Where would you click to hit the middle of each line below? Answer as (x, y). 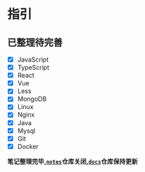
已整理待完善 (35, 42)
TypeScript (33, 68)
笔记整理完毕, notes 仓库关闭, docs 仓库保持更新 (72, 161)
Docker (28, 146)
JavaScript (33, 59)
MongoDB (32, 99)
